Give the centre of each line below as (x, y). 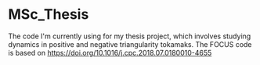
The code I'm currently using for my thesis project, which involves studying (130, 36)
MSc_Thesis (49, 14)
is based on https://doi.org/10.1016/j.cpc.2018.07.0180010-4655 (110, 52)
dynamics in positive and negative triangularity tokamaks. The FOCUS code (130, 44)
